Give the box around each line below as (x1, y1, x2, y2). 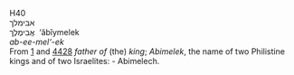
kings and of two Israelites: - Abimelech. (9, 56, 160, 66)
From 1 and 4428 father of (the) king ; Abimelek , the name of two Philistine (9, 46, 285, 57)
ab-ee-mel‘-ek (9, 36, 65, 47)
